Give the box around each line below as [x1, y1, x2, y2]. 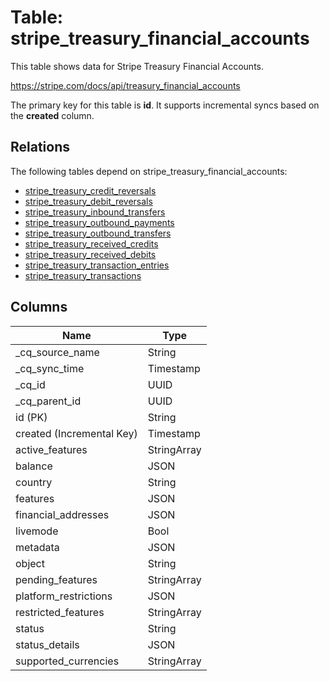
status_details [15, 637, 80, 651]
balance [15, 459, 53, 473]
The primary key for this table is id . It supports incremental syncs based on [10, 99, 320, 111]
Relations [10, 139, 71, 156]
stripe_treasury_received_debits [24, 248, 157, 260]
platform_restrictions [15, 589, 113, 603]
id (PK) [15, 410, 48, 424]
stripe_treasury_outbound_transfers [24, 227, 172, 239]
